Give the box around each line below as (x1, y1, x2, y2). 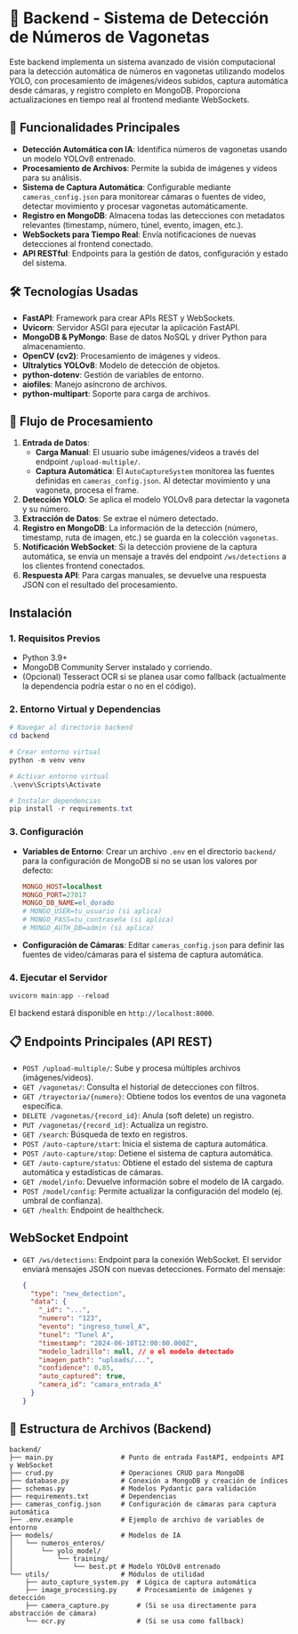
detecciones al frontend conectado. (21, 238, 154, 249)
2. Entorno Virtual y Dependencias (9, 703, 162, 715)
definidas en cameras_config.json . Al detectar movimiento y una (35, 476, 271, 486)
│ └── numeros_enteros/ (9, 1539, 105, 1548)
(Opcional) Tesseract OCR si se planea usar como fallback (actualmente (21, 672, 286, 682)
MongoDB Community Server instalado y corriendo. (21, 662, 213, 673)
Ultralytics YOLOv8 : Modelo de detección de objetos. (21, 360, 221, 371)
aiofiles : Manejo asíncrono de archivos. (21, 379, 167, 389)
